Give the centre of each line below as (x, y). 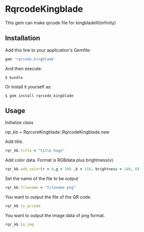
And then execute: (24, 68)
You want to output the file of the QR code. (48, 197)
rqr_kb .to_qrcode (23, 206)
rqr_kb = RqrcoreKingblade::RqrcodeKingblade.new (57, 132)
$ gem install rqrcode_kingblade (39, 96)
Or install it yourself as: (28, 87)
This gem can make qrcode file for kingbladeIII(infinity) (61, 23)
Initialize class (19, 123)
